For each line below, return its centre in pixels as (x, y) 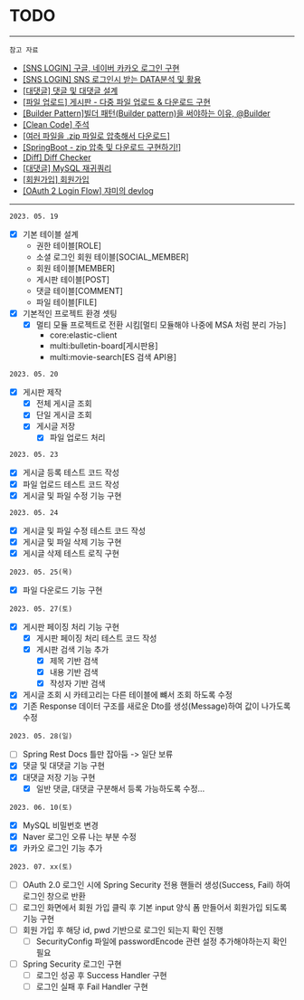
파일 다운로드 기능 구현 (62, 590)
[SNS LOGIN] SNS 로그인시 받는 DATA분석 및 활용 (112, 79)
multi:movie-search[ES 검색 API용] (113, 357)
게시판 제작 (42, 392)
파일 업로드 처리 (77, 438)
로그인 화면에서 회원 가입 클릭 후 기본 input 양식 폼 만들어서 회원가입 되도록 (155, 907)
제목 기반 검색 (74, 661)
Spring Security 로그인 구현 (72, 964)
